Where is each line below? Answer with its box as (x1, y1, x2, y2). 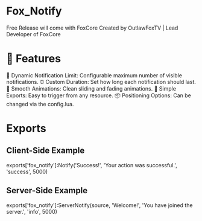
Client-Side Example (6, 146, 85, 156)
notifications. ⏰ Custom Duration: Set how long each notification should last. (6, 78, 196, 85)
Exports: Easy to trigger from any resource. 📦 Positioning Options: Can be (6, 92, 191, 99)
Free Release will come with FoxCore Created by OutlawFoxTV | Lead (6, 24, 178, 31)
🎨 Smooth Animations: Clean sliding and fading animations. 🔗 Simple (6, 85, 177, 92)
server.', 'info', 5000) (6, 208, 57, 215)
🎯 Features (6, 52, 62, 66)
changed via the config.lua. (6, 100, 74, 107)
